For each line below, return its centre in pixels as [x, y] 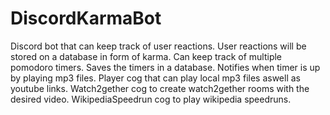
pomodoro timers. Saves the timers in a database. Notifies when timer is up [165, 67]
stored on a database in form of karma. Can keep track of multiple [146, 56]
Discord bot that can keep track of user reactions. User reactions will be [158, 46]
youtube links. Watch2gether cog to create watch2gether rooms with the [160, 88]
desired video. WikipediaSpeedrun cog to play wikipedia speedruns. [151, 99]
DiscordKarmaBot [86, 18]
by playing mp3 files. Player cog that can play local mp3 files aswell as [155, 78]
